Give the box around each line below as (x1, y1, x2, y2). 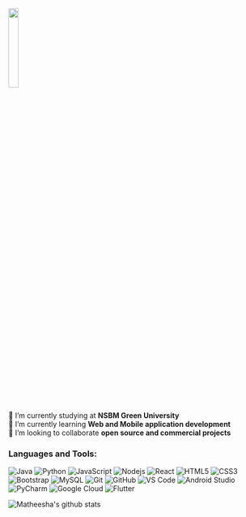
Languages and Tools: (8, 448, 97, 459)
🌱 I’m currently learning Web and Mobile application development (8, 420, 231, 429)
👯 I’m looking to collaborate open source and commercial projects (8, 428, 231, 437)
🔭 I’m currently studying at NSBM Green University (8, 411, 180, 420)
